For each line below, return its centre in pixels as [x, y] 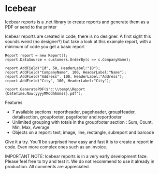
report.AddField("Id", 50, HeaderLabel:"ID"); [53, 68]
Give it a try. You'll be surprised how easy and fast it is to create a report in [79, 142]
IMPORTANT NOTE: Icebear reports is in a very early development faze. [77, 156]
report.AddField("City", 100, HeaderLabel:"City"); [58, 81]
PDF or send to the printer [31, 27]
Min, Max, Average [31, 127]
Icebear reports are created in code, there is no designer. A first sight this [78, 36]
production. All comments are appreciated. [48, 166]
